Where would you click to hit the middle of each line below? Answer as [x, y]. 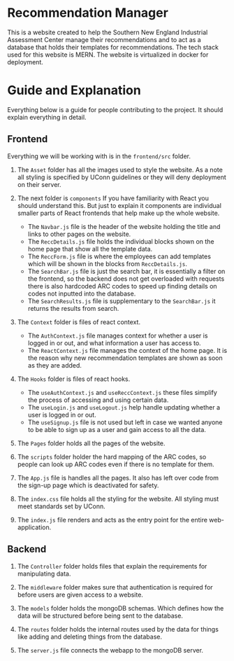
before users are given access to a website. [80, 594]
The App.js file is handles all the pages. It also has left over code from [118, 478]
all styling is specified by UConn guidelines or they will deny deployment [122, 177]
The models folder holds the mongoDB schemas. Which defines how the [120, 608]
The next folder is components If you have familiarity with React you [113, 198]
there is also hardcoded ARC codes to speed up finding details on [123, 286]
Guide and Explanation [74, 91]
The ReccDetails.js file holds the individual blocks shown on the [121, 241]
